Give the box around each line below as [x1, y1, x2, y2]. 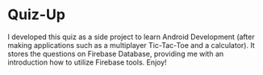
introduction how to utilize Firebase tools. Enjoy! [7, 57, 167, 67]
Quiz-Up [7, 6, 66, 24]
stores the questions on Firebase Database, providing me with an [7, 49, 224, 58]
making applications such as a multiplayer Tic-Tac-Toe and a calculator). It [7, 40, 255, 49]
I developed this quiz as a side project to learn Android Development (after [7, 32, 255, 41]
